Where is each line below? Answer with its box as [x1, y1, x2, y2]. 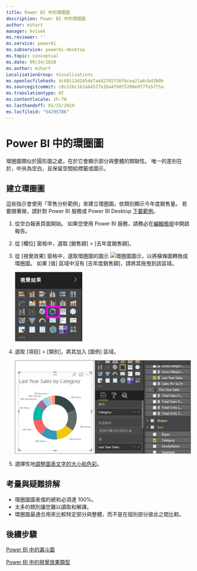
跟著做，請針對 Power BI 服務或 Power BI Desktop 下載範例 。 [11, 208, 159, 215]
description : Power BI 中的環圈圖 [6, 15, 86, 22]
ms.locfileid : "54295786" [6, 109, 69, 115]
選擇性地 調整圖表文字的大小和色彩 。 [14, 460, 103, 467]
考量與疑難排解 [6, 479, 60, 489]
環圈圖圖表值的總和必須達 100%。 [14, 496, 97, 503]
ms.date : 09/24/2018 [6, 59, 57, 65]
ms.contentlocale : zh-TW [6, 97, 67, 102]
